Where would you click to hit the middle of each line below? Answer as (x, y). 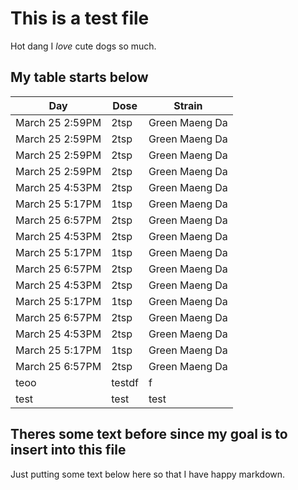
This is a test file (80, 18)
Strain (188, 105)
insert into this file (68, 450)
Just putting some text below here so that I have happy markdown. (148, 474)
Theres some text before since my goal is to (149, 434)
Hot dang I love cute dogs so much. (83, 46)
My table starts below (79, 77)
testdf (125, 382)
